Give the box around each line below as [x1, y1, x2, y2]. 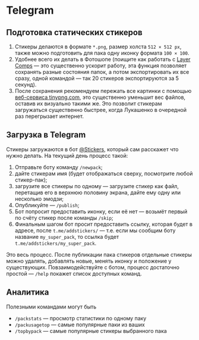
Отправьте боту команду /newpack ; [14, 163, 103, 170]
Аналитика [6, 287, 49, 298]
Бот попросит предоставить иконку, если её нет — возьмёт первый [14, 208, 188, 215]
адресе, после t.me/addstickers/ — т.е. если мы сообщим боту [14, 227, 176, 234]
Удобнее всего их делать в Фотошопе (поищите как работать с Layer [14, 56, 191, 63]
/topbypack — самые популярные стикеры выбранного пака [14, 327, 168, 334]
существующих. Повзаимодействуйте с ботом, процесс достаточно [6, 263, 180, 271]
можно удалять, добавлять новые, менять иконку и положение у [6, 257, 172, 264]
